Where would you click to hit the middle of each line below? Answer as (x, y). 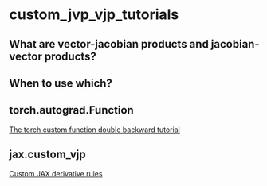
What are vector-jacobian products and (109, 44)
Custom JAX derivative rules (56, 173)
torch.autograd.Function (71, 110)
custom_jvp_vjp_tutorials (94, 15)
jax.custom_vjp (47, 155)
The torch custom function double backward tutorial (94, 130)
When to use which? (61, 83)
